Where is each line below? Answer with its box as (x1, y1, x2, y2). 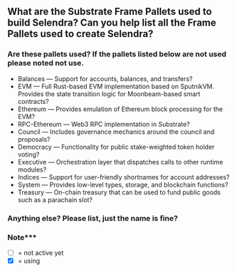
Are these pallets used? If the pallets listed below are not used (7, 49, 226, 59)
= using (17, 256, 41, 265)
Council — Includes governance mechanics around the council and (17, 127, 215, 136)
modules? (17, 165, 47, 174)
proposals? (17, 135, 51, 143)
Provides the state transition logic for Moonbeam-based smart (17, 89, 201, 98)
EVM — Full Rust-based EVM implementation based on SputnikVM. (17, 82, 215, 90)
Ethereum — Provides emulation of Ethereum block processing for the (17, 105, 223, 113)
